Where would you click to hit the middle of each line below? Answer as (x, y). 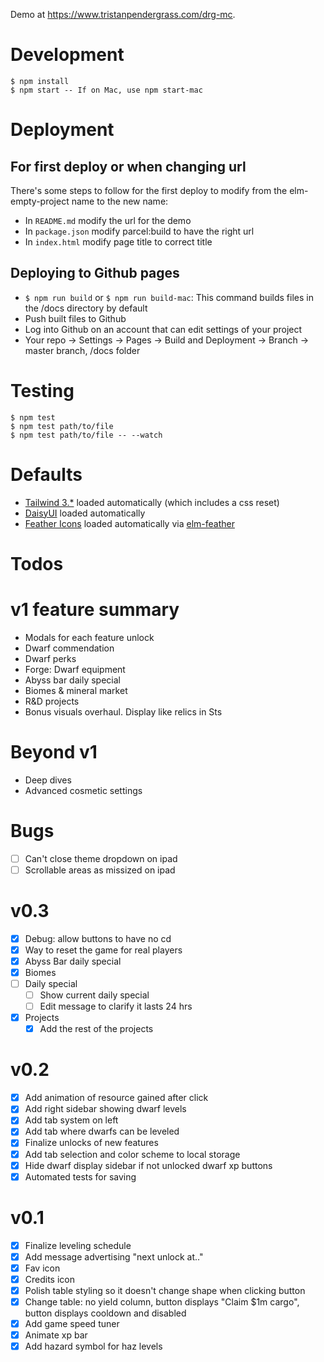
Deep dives (48, 780)
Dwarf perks (50, 658)
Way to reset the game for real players (103, 950)
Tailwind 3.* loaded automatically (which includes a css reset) (152, 502)
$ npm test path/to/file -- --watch (86, 435)
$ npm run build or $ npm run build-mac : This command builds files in (169, 297)
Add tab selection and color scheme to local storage (132, 1154)
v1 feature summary (95, 610)
